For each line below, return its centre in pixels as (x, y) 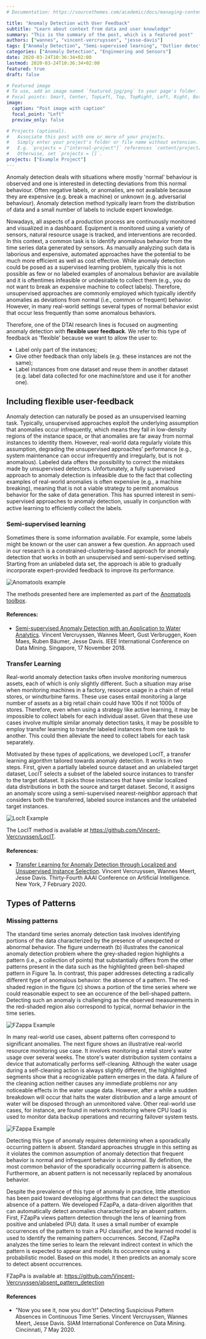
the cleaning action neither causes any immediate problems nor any (92, 1084)
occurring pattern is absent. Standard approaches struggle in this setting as (102, 1147)
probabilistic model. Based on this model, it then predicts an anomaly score (101, 1258)
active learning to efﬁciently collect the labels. (64, 508)
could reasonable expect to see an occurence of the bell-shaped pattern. (99, 994)
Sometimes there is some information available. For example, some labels (99, 537)
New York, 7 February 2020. (51, 884)
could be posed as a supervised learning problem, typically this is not (94, 267)
